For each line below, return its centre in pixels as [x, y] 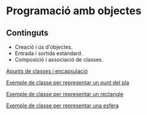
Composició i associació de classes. [59, 60]
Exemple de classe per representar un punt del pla [68, 82]
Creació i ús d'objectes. [44, 47]
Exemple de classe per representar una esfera [63, 106]
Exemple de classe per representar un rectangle [65, 94]
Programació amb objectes [74, 11]
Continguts [27, 33]
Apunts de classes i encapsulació [47, 71]
